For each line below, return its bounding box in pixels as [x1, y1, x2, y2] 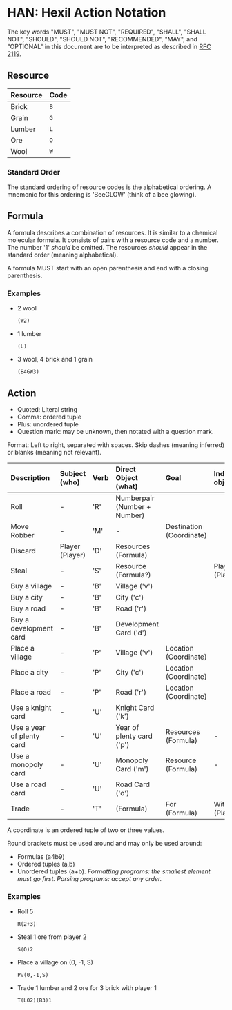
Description [10, 473, 50, 482]
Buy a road [10, 604, 46, 613]
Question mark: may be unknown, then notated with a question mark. [17, 427, 214, 435]
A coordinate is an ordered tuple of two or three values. [7, 826, 165, 834]
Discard [10, 546, 36, 555]
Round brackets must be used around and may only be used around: [7, 839, 202, 847]
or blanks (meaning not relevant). [7, 448, 102, 456]
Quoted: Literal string [17, 405, 78, 413]
